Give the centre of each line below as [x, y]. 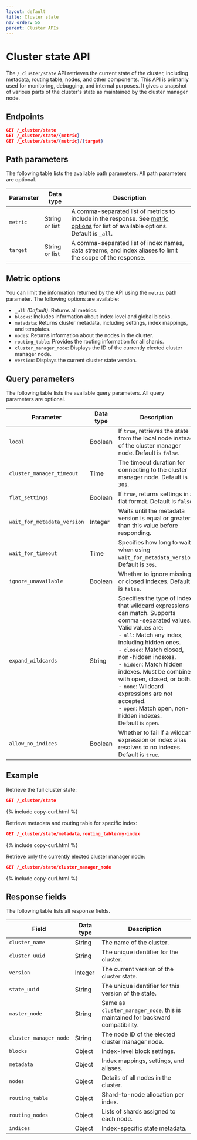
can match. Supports [147, 613]
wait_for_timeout [33, 554]
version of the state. [129, 993]
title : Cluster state [33, 17]
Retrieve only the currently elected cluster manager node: [76, 856]
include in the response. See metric [120, 219]
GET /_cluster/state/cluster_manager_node [59, 867]
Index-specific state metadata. [144, 1128]
